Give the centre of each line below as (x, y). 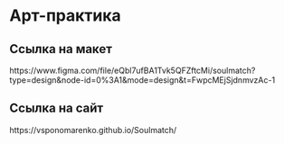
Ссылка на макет (61, 49)
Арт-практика (66, 16)
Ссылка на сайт (57, 108)
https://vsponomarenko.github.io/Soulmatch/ (93, 130)
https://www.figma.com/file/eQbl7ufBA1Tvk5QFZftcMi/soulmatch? (133, 70)
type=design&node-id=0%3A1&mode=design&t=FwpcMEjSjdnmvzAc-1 (142, 80)
